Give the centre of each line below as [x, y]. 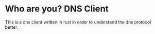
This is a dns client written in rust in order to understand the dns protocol [78, 22]
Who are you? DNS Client [57, 9]
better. [12, 27]
